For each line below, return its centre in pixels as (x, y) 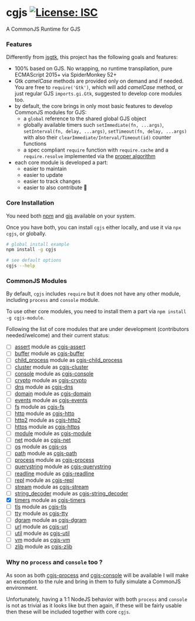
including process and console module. (53, 300)
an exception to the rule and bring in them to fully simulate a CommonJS (93, 581)
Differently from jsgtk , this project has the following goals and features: (92, 57)
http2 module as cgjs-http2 (48, 420)
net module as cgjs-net (43, 440)
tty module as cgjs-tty (41, 513)
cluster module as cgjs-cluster (51, 367)
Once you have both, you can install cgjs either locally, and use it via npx (94, 227)
